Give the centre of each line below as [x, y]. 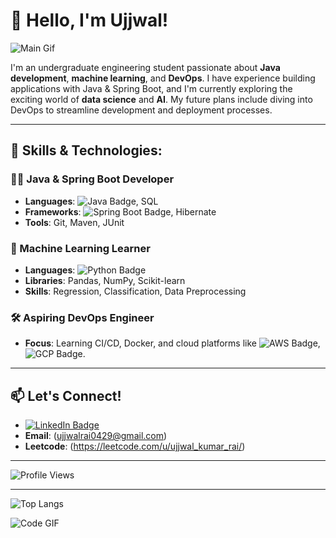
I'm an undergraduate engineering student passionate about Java [145, 67]
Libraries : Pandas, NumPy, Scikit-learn [105, 280]
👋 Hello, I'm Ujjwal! [89, 20]
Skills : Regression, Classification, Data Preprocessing [135, 291]
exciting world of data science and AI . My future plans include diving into [161, 99]
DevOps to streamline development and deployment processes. [141, 110]
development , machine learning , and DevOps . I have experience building [163, 78]
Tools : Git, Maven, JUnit [74, 222]
